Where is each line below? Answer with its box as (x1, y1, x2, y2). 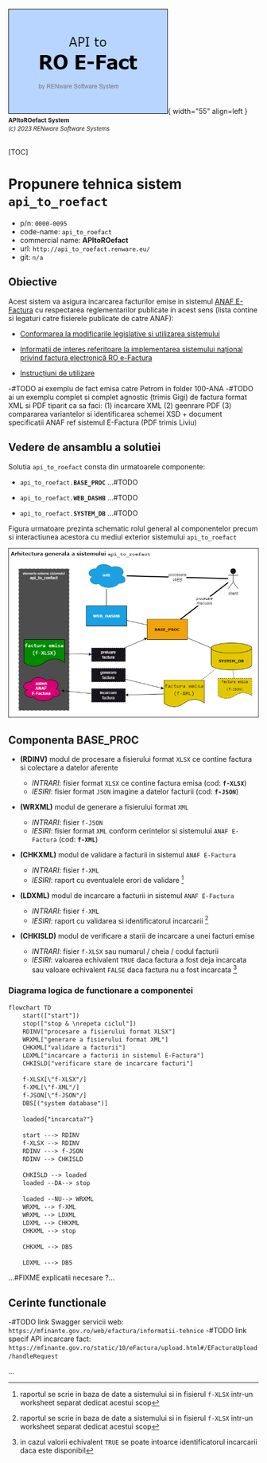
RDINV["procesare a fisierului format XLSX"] (22, 1028, 176, 1036)
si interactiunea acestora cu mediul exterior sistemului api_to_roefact (8, 531, 237, 542)
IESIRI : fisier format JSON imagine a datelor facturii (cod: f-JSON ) (31, 786, 239, 797)
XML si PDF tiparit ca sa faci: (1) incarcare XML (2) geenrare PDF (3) (8, 400, 232, 410)
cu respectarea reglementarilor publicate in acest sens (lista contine (34, 304, 258, 315)
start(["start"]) (22, 1012, 80, 1020)
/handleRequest (8, 1352, 59, 1361)
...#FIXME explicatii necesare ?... (8, 1273, 115, 1283)
